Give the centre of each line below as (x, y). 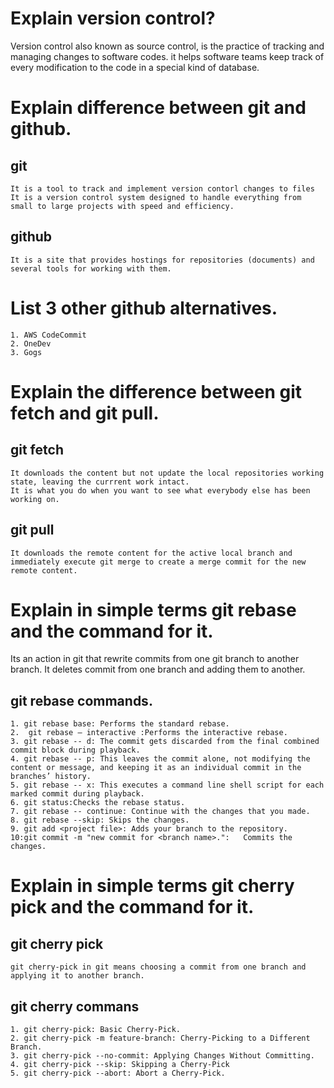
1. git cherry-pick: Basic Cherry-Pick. (96, 1030)
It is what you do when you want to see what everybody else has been (160, 490)
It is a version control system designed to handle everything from (156, 197)
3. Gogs (26, 352)
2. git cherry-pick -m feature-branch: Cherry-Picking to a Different (160, 1038)
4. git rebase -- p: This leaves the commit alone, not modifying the (160, 759)
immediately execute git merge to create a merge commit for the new (158, 562)
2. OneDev (31, 343)
